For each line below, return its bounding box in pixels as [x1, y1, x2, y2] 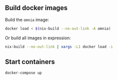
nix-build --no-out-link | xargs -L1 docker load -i [5, 44, 113, 49]
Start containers [5, 58, 55, 66]
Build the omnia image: [5, 16, 49, 22]
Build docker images [5, 4, 68, 12]
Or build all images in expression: [5, 35, 71, 41]
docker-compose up [5, 70, 42, 76]
